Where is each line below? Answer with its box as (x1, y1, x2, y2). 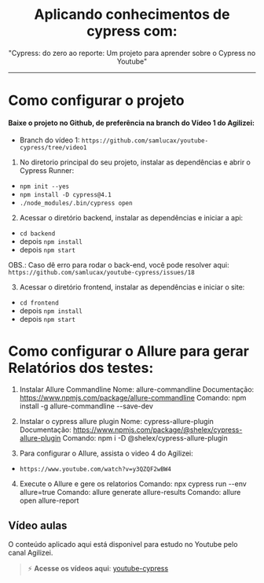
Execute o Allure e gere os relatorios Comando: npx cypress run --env (19, 479, 247, 489)
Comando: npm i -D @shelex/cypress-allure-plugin (62, 434, 228, 443)
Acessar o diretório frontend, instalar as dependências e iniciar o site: (19, 282, 245, 292)
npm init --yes (19, 183, 70, 190)
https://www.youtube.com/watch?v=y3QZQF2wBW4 (19, 466, 171, 474)
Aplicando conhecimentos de (34, 6, 230, 24)
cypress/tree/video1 (19, 144, 87, 152)
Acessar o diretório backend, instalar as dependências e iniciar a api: (19, 213, 244, 223)
